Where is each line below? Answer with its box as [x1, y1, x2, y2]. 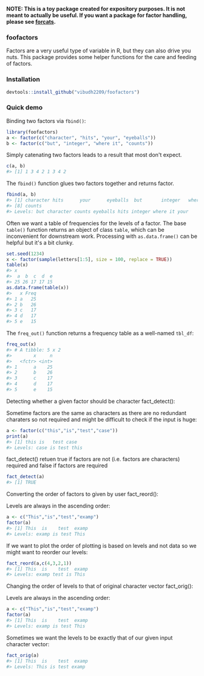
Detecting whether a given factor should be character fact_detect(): [6, 397, 175, 405]
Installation [6, 75, 41, 84]
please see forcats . [6, 18, 56, 25]
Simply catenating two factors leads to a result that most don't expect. [6, 152, 182, 159]
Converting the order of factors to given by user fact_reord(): [6, 490, 159, 498]
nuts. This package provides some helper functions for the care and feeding [6, 54, 197, 61]
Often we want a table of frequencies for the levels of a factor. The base [6, 219, 187, 227]
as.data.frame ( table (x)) [6, 284, 69, 291]
